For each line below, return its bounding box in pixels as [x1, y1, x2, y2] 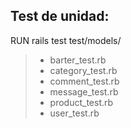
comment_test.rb [49, 75, 120, 87]
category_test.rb [49, 64, 118, 76]
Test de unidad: [10, 8, 110, 25]
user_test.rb [49, 107, 100, 119]
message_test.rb [49, 85, 119, 98]
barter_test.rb [49, 54, 107, 66]
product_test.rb [49, 96, 114, 108]
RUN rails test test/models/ [10, 34, 122, 46]
